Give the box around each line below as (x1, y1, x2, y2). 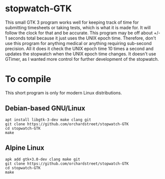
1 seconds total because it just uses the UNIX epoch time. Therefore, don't (5, 35, 156, 41)
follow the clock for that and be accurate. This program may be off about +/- (5, 30, 161, 36)
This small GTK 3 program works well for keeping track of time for (5, 19, 139, 25)
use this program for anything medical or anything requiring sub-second (5, 40, 152, 46)
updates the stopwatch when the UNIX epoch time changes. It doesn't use (5, 50, 156, 57)
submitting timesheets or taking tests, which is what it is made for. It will (5, 24, 151, 30)
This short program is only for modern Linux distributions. (5, 89, 122, 95)
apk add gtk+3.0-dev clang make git (5, 157, 80, 162)
